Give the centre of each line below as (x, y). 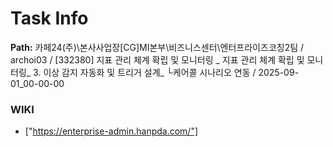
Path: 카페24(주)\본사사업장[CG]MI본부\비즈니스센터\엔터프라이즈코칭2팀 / (157, 47)
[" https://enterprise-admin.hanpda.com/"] (111, 131)
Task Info (49, 18)
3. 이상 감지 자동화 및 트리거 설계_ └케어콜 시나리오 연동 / (145, 72)
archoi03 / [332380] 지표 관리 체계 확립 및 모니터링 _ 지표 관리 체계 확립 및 (157, 59)
